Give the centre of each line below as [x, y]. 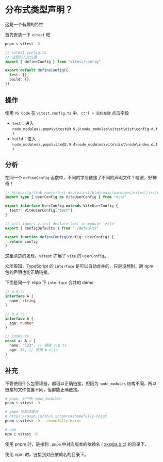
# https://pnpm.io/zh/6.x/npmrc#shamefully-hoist [56, 416]
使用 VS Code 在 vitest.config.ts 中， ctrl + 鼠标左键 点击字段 [67, 113]
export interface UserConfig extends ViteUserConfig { [62, 206]
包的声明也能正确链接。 [28, 272]
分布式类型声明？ [39, 10]
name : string [23, 301]
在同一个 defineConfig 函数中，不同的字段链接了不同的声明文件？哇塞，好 [79, 177]
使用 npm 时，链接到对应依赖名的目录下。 [47, 454]
